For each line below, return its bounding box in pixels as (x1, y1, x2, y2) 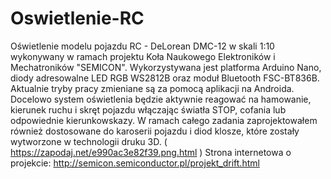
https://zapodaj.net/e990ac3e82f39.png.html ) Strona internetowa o (10, 146, 292, 158)
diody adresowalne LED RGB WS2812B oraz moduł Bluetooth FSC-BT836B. (10, 72, 320, 84)
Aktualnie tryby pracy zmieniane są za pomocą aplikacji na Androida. (10, 82, 295, 94)
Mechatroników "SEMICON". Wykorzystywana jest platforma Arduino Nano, (10, 61, 322, 73)
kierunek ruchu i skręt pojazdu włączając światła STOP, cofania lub (10, 103, 287, 116)
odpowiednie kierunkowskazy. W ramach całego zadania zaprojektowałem (10, 114, 318, 126)
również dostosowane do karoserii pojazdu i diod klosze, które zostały (10, 125, 300, 137)
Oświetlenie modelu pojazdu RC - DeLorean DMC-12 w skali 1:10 (10, 40, 275, 52)
